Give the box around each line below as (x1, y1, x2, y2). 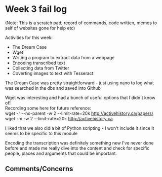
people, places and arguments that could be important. (5, 150, 117, 156)
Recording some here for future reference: (5, 105, 91, 111)
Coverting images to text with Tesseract (12, 70, 94, 76)
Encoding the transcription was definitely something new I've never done (5, 140, 154, 146)
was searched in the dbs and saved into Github (5, 85, 101, 91)
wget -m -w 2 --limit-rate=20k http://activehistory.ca (5, 115, 113, 121)
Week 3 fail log (5, 3, 67, 15)
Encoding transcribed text (12, 60, 65, 66)
